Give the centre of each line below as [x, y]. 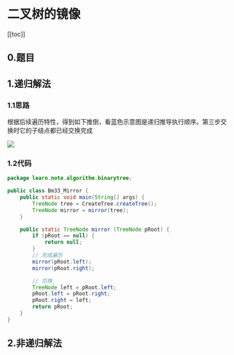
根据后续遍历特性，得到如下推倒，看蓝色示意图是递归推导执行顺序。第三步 [114, 122]
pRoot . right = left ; [62, 301]
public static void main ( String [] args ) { [82, 197]
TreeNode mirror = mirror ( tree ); [81, 210]
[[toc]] [16, 34]
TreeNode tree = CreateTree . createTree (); [95, 204]
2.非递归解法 [35, 343]
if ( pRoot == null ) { [64, 236]
